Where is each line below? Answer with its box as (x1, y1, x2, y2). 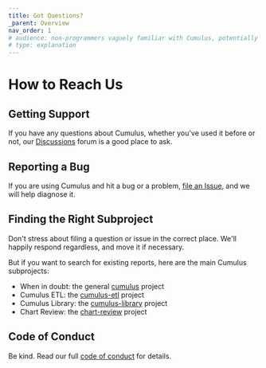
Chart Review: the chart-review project (19, 307, 147, 316)
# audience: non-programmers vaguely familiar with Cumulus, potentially (8, 33, 259, 42)
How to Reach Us (8, 76, 123, 94)
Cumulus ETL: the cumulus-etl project (19, 290, 145, 299)
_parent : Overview (8, 19, 69, 27)
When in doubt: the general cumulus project (19, 281, 165, 291)
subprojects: (8, 266, 49, 276)
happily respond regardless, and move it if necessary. (8, 242, 185, 252)
